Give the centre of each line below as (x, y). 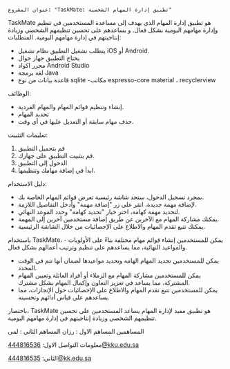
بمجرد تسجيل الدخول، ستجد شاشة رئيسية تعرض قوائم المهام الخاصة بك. (111, 197)
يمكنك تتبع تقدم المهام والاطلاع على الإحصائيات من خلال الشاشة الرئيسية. (112, 226)
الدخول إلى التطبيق (42, 163)
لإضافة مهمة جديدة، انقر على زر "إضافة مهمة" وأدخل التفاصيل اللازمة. (107, 204)
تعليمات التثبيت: (28, 135)
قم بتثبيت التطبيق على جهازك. (56, 155)
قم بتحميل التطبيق (41, 148)
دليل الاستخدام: (28, 183)
